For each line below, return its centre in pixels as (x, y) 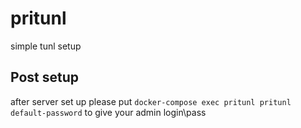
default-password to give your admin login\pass (108, 112)
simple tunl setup (46, 46)
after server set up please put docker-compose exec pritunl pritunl (151, 101)
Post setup (45, 77)
